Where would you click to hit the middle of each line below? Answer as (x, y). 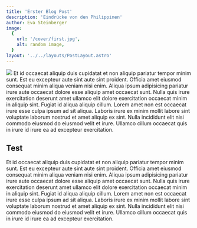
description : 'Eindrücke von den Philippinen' (64, 17)
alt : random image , (41, 45)
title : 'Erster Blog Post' (39, 12)
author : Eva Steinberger (37, 22)
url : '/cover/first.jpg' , (49, 39)
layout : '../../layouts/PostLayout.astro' (59, 56)
